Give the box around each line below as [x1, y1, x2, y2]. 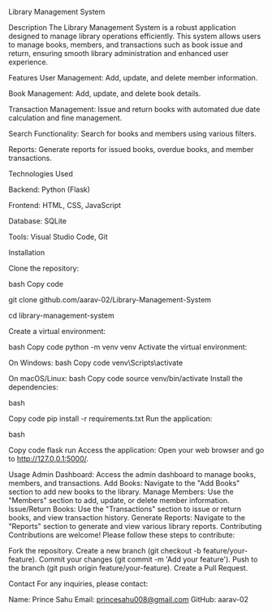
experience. [8, 57, 49, 67]
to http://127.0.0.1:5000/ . [8, 454, 89, 463]
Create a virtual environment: [8, 327, 106, 336]
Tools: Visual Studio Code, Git [8, 232, 108, 241]
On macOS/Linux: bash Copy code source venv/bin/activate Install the [8, 374, 244, 383]
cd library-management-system [8, 310, 115, 320]
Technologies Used [8, 169, 73, 178]
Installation [8, 248, 45, 257]
